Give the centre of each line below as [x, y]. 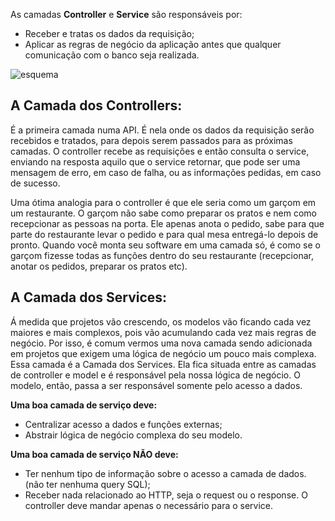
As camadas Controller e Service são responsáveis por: [126, 14]
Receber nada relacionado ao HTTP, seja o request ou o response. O [166, 495]
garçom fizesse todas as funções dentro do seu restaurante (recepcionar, [162, 255]
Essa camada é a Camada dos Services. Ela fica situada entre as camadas [163, 364]
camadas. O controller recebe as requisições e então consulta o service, [160, 151]
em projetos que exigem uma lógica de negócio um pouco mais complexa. [163, 353]
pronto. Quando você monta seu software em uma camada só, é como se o [165, 245]
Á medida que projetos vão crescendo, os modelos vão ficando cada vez [161, 321]
